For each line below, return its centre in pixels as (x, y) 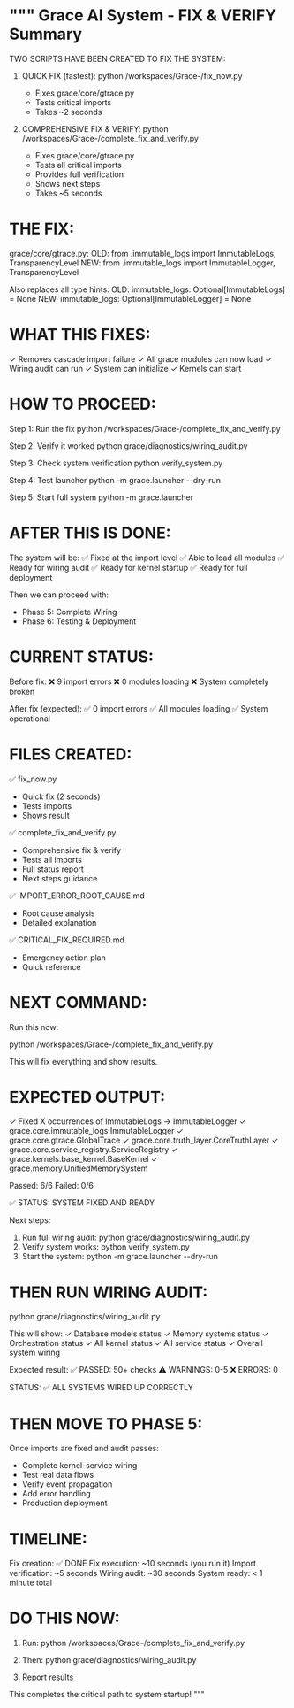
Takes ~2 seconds (68, 112)
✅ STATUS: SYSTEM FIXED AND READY (82, 1203)
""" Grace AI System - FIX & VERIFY (143, 15)
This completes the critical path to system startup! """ (107, 1695)
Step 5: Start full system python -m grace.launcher (102, 497)
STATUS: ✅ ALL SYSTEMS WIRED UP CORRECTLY (102, 1388)
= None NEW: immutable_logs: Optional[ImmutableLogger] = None (130, 298)
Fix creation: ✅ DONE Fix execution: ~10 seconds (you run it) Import (132, 1564)
